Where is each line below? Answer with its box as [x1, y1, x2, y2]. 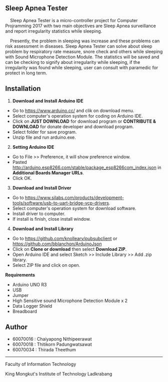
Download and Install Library [12, 226, 73, 232]
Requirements [5, 271, 35, 278]
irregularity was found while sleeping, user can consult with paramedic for [5, 64, 158, 70]
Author [5, 323, 27, 331]
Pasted [12, 159, 27, 165]
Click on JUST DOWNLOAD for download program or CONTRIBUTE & [12, 118, 156, 124]
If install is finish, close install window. [12, 216, 91, 222]
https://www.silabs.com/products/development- [24, 195, 124, 201]
